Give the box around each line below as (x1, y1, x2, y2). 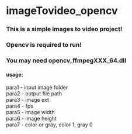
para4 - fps (6, 102, 34, 109)
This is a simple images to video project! (6, 25, 123, 33)
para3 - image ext (6, 97, 50, 104)
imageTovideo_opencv (6, 4, 118, 18)
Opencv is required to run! (6, 41, 82, 49)
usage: (6, 71, 23, 78)
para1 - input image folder (6, 84, 68, 91)
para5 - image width (6, 109, 55, 116)
